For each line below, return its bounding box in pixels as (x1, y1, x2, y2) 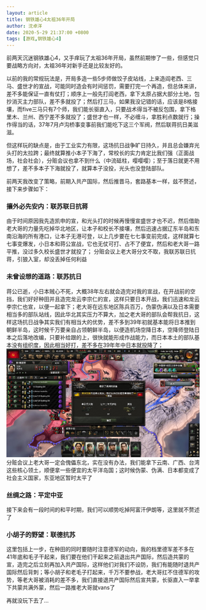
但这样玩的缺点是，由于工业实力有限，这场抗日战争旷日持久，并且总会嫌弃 (6, 142, 194, 149)
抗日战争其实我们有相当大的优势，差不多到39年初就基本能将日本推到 (22, 318, 196, 325)
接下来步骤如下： (6, 185, 50, 193)
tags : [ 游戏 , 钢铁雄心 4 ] (6, 36, 62, 42)
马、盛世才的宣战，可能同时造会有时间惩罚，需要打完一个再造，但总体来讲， (6, 83, 200, 90)
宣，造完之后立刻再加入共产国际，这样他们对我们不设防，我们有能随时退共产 (6, 561, 200, 568)
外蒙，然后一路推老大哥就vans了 (32, 584, 115, 592)
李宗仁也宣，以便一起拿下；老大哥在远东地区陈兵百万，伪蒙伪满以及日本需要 (6, 303, 200, 310)
